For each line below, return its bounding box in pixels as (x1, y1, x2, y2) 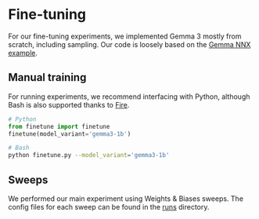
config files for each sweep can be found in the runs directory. (8, 202, 210, 211)
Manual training (8, 71, 87, 84)
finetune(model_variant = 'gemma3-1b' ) (8, 130, 131, 138)
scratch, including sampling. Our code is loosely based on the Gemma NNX (8, 39, 251, 49)
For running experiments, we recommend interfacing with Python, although (8, 92, 250, 101)
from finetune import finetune (8, 122, 110, 130)
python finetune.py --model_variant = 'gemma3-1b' (8, 151, 170, 159)
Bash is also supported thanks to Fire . (8, 100, 130, 109)
